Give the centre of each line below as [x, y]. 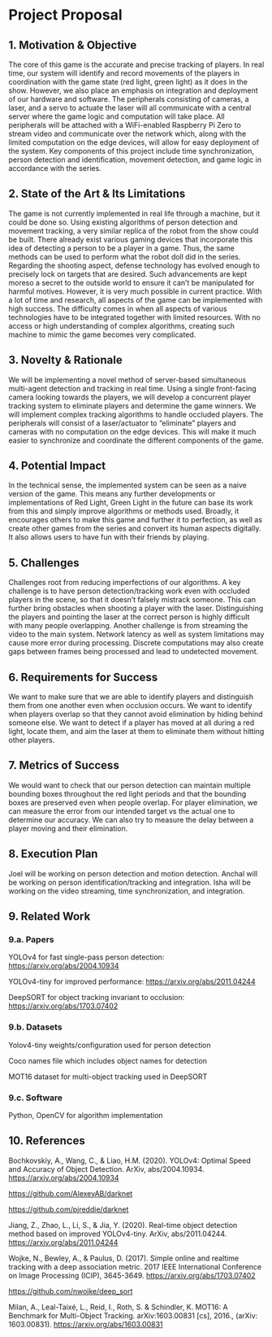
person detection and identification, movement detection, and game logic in [135, 159]
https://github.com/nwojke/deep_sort [71, 1291]
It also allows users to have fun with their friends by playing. [109, 537]
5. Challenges [44, 563]
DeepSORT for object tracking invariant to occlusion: [97, 998]
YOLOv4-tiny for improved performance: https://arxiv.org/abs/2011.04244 [132, 981]
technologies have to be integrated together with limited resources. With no [135, 317]
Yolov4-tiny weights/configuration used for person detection [110, 1045]
